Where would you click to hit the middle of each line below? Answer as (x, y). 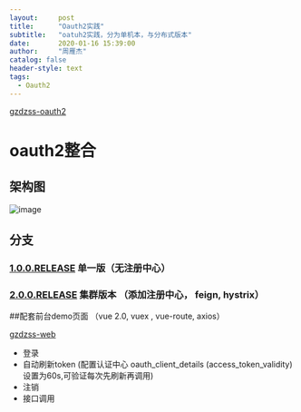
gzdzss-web (33, 334)
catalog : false (38, 60)
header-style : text (46, 69)
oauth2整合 (53, 150)
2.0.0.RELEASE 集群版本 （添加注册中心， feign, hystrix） (137, 294)
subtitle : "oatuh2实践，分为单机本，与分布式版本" (101, 34)
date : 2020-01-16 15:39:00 (73, 43)
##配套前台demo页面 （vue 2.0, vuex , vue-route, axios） (117, 316)
